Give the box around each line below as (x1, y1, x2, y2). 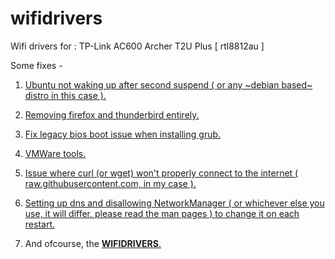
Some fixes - (10, 59, 63, 71)
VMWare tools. (24, 147, 87, 159)
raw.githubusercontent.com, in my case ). (24, 177, 197, 189)
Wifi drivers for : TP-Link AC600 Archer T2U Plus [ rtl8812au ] (10, 40, 265, 52)
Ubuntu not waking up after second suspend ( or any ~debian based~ (24, 78, 313, 91)
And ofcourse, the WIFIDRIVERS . (24, 237, 162, 249)
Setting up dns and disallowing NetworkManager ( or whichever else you (24, 197, 325, 209)
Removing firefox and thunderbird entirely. (24, 108, 200, 121)
